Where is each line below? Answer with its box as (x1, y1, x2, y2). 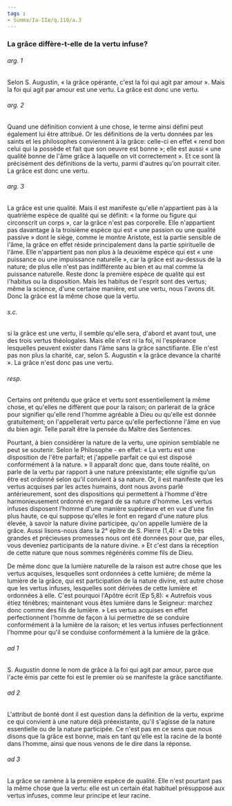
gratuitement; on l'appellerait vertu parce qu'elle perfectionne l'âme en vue (7, 418, 221, 426)
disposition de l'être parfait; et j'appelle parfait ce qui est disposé (7, 453, 192, 462)
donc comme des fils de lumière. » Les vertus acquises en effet (7, 606, 188, 615)
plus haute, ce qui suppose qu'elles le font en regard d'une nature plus (7, 512, 209, 521)
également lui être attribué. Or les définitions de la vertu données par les (7, 129, 213, 138)
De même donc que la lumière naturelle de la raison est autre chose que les (7, 562, 222, 570)
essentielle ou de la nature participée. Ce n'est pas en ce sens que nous (7, 724, 213, 733)
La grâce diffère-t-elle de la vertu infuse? (7, 39, 148, 49)
